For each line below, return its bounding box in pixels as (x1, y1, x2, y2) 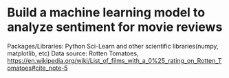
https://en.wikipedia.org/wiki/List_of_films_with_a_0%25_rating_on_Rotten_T (7, 56, 222, 64)
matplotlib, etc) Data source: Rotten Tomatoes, (7, 49, 139, 57)
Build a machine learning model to (7, 5, 205, 21)
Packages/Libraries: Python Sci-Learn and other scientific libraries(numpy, (7, 42, 219, 50)
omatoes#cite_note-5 (7, 64, 68, 72)
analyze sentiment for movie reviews (7, 19, 223, 35)
